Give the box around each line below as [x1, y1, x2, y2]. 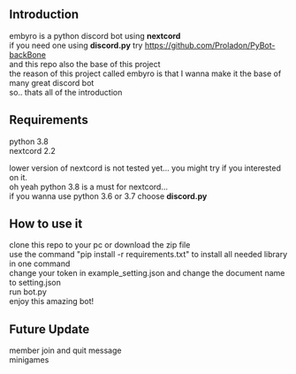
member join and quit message [9, 345, 122, 356]
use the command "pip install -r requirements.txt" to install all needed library [9, 249, 288, 260]
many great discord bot [9, 77, 95, 88]
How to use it [9, 217, 83, 232]
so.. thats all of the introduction [9, 87, 123, 97]
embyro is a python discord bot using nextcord [9, 30, 181, 41]
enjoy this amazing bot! [9, 296, 95, 307]
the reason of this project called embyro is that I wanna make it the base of [9, 68, 282, 79]
